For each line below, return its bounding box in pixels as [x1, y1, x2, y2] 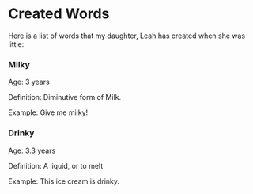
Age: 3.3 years [8, 146, 56, 155]
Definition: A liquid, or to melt [8, 161, 104, 170]
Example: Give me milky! [8, 108, 89, 117]
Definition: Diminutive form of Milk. [8, 93, 121, 102]
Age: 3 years [8, 77, 50, 87]
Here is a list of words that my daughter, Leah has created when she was [8, 31, 246, 40]
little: [8, 39, 25, 48]
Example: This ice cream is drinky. [8, 176, 120, 186]
